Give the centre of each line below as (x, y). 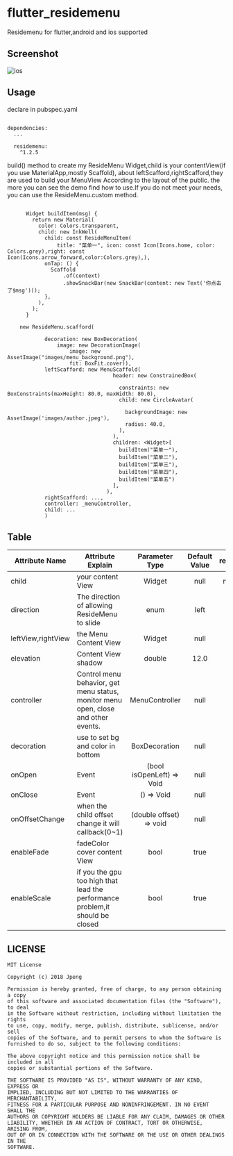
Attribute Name (40, 561)
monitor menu (100, 700)
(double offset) (155, 815)
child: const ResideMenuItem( (88, 238)
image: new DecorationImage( (98, 345)
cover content (100, 852)
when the (92, 806)
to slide (88, 623)
